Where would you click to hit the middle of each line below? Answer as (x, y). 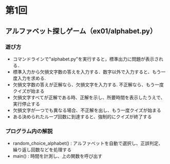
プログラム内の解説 (29, 131)
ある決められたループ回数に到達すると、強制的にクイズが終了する (82, 116)
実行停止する (26, 104)
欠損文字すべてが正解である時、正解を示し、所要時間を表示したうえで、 (89, 97)
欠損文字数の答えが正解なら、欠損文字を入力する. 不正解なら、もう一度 (88, 85)
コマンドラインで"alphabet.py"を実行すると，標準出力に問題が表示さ (86, 59)
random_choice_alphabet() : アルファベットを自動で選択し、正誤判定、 (88, 143)
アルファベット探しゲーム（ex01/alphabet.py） (81, 31)
